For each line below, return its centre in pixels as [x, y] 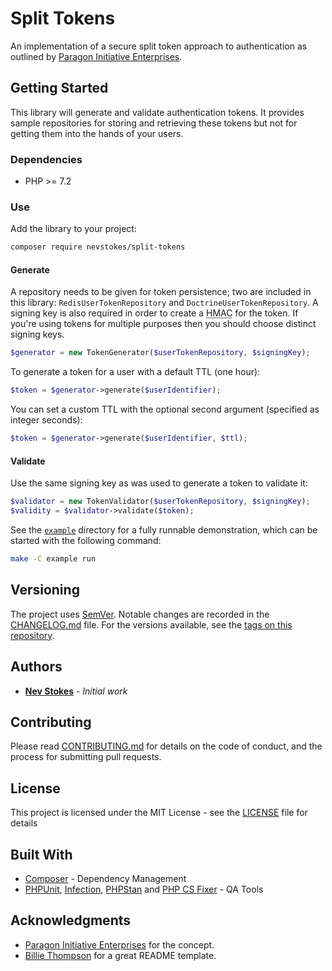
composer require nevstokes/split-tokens [98, 247]
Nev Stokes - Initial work [76, 691]
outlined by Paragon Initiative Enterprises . [96, 56]
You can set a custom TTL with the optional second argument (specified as [165, 409]
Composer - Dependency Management [105, 878]
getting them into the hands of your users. [97, 133]
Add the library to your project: [73, 229]
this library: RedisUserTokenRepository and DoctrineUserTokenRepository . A [164, 303]
